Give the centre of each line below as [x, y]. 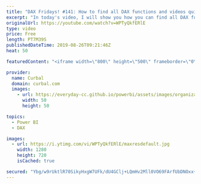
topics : [16, 117]
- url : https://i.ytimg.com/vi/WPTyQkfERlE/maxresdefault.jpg [91, 144]
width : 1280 [32, 150]
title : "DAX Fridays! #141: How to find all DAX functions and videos [96, 12]
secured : [17, 171]
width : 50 [34, 100]
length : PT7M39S [26, 40]
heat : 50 [17, 51]
